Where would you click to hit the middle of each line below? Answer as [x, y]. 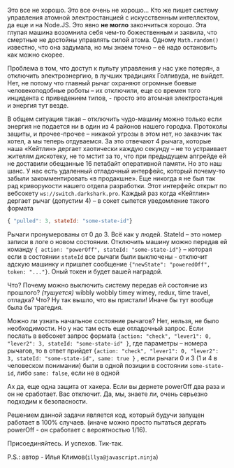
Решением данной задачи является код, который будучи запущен [106, 415]
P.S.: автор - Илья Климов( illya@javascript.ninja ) [83, 457]
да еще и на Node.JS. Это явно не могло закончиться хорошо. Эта [107, 25]
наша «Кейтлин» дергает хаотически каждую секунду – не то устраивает [117, 149]
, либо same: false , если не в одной [67, 373]
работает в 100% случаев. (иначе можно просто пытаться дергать [107, 422]
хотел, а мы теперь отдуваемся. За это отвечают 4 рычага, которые [109, 141]
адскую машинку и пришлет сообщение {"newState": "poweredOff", [109, 264]
